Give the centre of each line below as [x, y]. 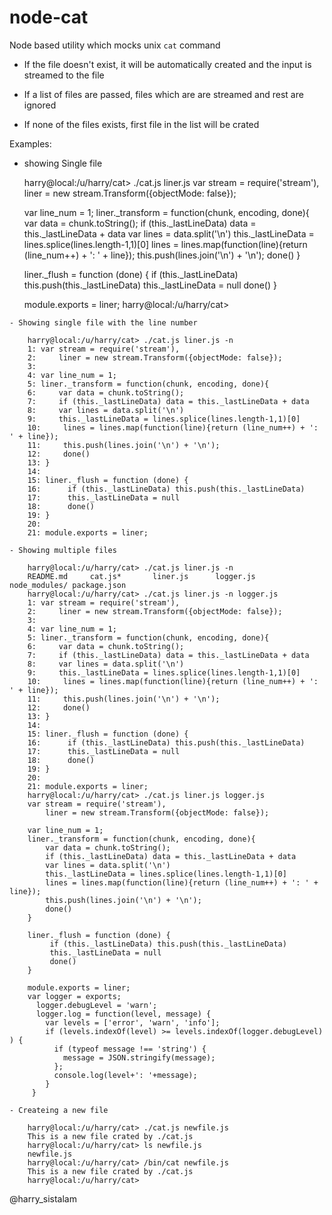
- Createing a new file [59, 1110]
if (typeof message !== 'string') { [130, 1049]
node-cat [49, 17]
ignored [40, 105]
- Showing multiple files [63, 550]
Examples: [30, 143]
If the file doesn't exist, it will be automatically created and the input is [167, 64]
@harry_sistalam [43, 1198]
